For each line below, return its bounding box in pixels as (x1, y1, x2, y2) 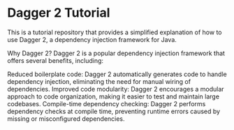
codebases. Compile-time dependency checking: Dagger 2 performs (7, 99, 206, 108)
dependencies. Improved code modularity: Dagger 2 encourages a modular (7, 85, 225, 93)
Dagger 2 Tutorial (7, 5, 110, 21)
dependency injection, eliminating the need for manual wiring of (7, 77, 191, 85)
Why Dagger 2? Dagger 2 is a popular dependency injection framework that (7, 49, 226, 57)
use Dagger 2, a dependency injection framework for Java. (7, 35, 177, 43)
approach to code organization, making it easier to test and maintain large (7, 92, 220, 101)
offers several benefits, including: (7, 56, 103, 64)
